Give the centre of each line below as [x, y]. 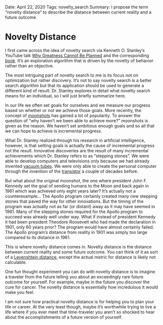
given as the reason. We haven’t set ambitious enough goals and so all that [80, 126]
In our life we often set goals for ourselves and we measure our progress [78, 105]
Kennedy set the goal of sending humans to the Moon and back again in [77, 186]
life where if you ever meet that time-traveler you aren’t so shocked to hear [80, 312]
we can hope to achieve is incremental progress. [54, 131]
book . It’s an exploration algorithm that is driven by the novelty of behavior [79, 61]
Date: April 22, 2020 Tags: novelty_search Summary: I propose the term [77, 7]
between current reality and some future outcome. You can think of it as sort [81, 252]
